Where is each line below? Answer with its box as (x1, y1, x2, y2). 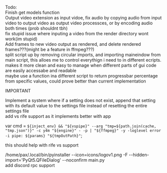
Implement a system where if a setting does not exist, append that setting (5, 97, 156, 103)
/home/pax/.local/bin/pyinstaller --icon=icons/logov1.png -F (5, 152, 128, 158)
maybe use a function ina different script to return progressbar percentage (5, 73, 158, 79)
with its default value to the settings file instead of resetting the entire (5, 103, 148, 108)
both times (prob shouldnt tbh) (5, 25, 68, 31)
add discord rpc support (5, 163, 55, 168)
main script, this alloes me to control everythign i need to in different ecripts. (5, 57, 162, 63)
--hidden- (129, 152, 149, 158)
